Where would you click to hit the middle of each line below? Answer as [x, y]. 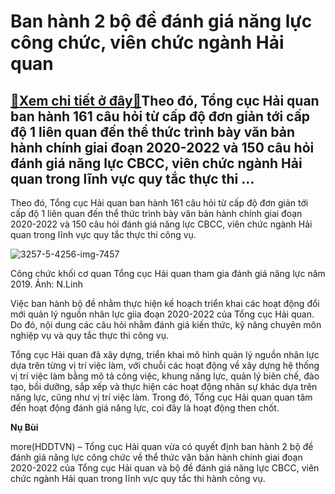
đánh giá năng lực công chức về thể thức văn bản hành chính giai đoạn [156, 457]
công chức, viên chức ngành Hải [147, 42]
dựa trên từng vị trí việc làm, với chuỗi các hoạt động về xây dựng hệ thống [165, 365]
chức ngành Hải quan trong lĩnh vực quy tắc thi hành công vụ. [138, 478]
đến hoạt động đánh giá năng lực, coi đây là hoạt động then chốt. [145, 408]
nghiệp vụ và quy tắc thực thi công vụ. [90, 335]
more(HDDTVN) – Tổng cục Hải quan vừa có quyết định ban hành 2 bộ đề [162, 446]
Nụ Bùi [24, 427]
